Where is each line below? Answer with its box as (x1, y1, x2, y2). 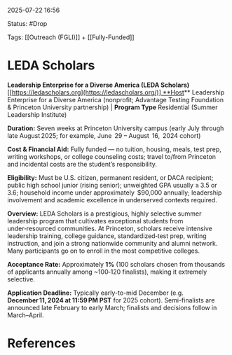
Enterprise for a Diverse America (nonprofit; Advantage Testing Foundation (7, 95, 224, 104)
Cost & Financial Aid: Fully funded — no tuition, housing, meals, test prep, (7, 145, 222, 153)
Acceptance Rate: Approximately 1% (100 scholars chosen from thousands (7, 260, 226, 268)
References (7, 335, 76, 351)
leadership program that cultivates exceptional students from (7, 216, 184, 225)
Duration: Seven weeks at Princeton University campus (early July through (7, 124, 224, 132)
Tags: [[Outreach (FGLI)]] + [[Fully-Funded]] (7, 33, 135, 41)
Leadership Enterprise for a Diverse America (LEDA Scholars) (7, 81, 190, 89)
